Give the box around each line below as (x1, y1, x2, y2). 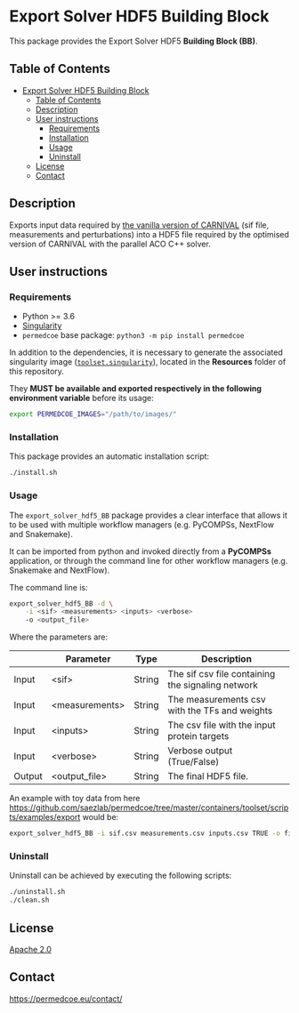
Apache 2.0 (9, 944, 52, 954)
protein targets (167, 730, 230, 743)
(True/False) (167, 756, 220, 768)
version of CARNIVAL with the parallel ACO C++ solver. (9, 238, 211, 249)
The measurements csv (167, 694, 266, 706)
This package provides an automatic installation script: (9, 451, 210, 462)
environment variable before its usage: (9, 393, 154, 404)
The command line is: (9, 582, 88, 592)
